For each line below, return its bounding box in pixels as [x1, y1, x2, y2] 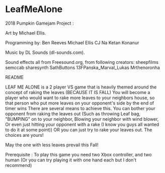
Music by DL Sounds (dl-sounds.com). [5, 49, 86, 55]
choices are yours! [5, 132, 44, 138]
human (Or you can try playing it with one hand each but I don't [5, 157, 137, 163]
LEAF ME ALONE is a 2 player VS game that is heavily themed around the [5, 84, 157, 90]
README [5, 74, 24, 80]
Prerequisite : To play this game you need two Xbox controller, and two [5, 151, 152, 157]
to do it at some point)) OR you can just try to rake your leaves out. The [5, 127, 152, 133]
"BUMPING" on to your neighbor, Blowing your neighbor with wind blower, [5, 116, 159, 122]
